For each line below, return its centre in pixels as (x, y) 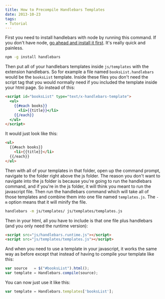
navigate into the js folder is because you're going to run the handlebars (79, 181)
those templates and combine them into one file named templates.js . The (80, 197)
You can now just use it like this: (38, 282)
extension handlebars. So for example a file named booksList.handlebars (80, 72)
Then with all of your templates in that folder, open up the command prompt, (83, 171)
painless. (14, 48)
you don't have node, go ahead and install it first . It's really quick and (75, 43)
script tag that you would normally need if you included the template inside (81, 83)
